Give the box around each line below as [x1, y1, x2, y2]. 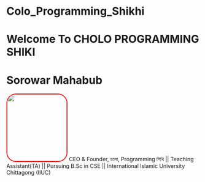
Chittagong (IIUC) [6, 169, 51, 177]
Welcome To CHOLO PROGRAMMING [6, 32, 199, 46]
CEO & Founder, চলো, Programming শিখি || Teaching [68, 156, 195, 163]
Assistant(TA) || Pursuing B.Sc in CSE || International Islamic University [6, 162, 185, 170]
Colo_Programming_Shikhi [6, 4, 145, 18]
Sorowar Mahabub [6, 73, 102, 87]
